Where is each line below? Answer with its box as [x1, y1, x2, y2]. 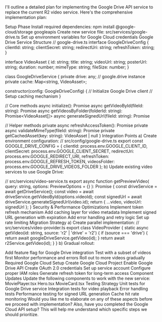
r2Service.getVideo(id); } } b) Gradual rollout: [5, 240, 95, 246]
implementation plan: [5, 15, 47, 20]
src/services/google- [105, 29, 147, 34]
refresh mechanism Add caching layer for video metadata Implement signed [5, 209, 157, 215]
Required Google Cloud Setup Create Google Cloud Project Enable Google [5, 260, 153, 266]
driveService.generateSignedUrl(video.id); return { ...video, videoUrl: [5, 199, 142, 204]
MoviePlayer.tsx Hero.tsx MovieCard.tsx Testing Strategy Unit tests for [5, 281, 146, 286]
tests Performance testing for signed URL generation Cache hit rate [5, 291, 139, 297]
